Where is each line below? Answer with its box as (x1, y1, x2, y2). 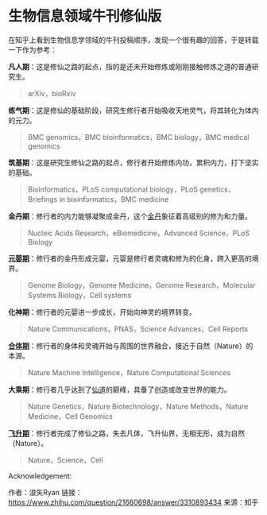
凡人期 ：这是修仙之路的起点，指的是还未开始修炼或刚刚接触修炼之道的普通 (8, 61, 252, 72)
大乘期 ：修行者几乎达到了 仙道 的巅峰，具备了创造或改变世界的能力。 (8, 385, 231, 394)
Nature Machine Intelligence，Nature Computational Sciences (27, 367, 231, 378)
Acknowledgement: (8, 470, 72, 481)
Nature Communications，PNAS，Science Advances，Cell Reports (27, 323, 249, 334)
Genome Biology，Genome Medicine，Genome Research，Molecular (27, 280, 256, 290)
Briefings (27, 194, 58, 203)
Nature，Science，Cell (27, 455, 103, 465)
